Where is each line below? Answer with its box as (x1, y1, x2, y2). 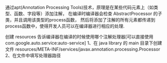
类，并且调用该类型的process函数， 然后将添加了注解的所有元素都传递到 (5, 17, 155, 22)
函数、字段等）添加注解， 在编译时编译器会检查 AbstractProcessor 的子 (14, 10, 162, 16)
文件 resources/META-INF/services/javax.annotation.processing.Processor (5, 46, 160, 52)
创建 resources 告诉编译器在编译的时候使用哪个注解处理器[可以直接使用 (5, 34, 153, 39)
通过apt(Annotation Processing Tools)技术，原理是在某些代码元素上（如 (5, 4, 154, 10)
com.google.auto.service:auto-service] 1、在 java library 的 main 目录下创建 (5, 40, 162, 46)
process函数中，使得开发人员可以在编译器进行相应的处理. (5, 23, 125, 29)
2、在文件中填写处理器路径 (5, 52, 61, 58)
